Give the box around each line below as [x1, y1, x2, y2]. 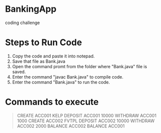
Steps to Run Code [5, 37, 82, 48]
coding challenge [5, 20, 40, 26]
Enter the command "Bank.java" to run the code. [12, 79, 110, 85]
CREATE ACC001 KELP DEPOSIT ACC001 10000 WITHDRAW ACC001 [17, 112, 157, 118]
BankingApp [5, 3, 57, 15]
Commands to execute [5, 97, 99, 107]
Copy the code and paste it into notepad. [12, 53, 95, 59]
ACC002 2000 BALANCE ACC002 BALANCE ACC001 [17, 123, 125, 129]
